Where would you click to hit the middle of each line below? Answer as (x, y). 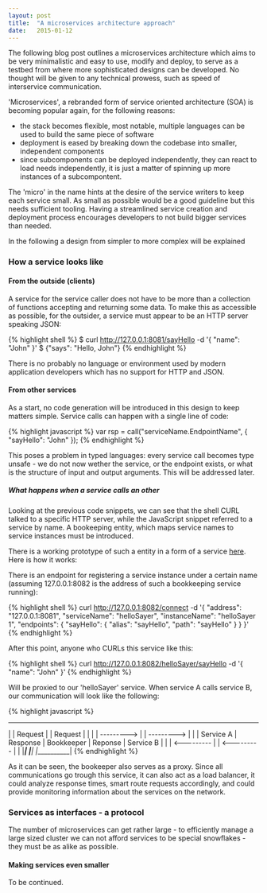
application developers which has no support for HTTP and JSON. (116, 371)
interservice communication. (55, 87)
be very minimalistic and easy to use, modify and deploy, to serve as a (123, 61)
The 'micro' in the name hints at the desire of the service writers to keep (126, 192)
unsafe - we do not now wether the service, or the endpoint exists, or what (130, 464)
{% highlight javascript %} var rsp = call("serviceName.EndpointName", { (128, 431)
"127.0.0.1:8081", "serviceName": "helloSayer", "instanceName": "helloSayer (132, 615)
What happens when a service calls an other (84, 491)
